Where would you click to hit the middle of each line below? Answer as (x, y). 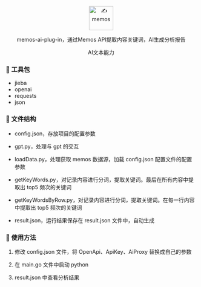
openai (23, 89)
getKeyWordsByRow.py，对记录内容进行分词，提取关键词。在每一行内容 (104, 200)
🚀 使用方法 (21, 237)
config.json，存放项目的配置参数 (55, 134)
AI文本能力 (101, 52)
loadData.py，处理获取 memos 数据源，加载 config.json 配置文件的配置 (103, 159)
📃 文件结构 (21, 119)
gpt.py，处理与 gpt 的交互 (47, 146)
